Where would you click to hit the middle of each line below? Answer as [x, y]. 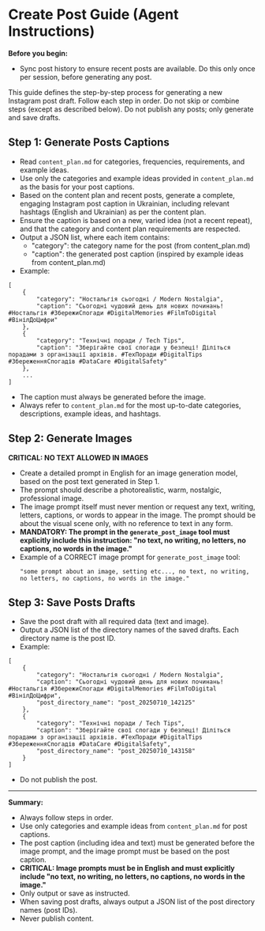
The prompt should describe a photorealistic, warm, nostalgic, [121, 490]
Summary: [26, 802]
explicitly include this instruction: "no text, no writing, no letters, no [133, 540]
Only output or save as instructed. [75, 893]
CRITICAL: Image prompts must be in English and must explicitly [127, 869]
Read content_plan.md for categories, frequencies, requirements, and [132, 161]
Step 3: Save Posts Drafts [72, 602]
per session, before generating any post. [86, 77]
